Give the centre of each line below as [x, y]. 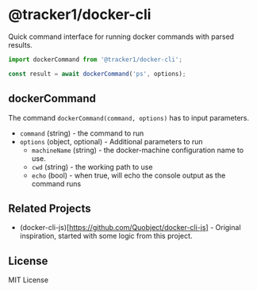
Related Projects [50, 208]
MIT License [29, 280]
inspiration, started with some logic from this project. [106, 236]
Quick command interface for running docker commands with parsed [121, 36]
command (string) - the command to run [82, 133]
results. [21, 44]
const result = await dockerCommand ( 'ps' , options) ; [97, 74]
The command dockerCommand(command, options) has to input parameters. [129, 117]
